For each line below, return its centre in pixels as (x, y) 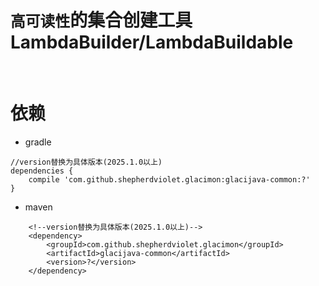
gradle (38, 142)
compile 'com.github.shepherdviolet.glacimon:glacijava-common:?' (169, 179)
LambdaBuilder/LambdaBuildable (152, 42)
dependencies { (42, 171)
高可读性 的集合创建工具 (101, 20)
